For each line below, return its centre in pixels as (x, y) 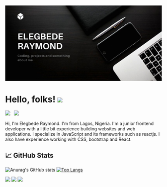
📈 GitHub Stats (29, 155)
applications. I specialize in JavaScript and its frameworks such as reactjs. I (83, 134)
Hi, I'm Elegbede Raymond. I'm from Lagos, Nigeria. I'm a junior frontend (80, 123)
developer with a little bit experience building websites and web (70, 129)
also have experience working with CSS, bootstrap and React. (68, 139)
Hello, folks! (30, 99)
